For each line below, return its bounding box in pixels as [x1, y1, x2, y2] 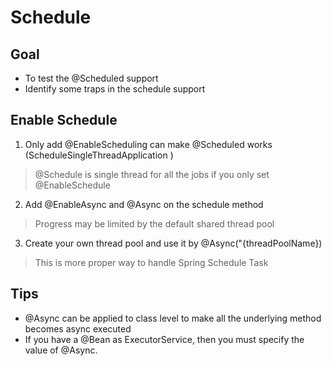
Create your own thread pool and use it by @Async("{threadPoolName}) [24, 237, 323, 249]
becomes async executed [24, 322, 132, 335]
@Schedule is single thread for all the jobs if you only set [34, 168, 270, 180]
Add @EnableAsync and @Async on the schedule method [24, 198, 264, 210]
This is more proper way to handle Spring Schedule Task [34, 256, 269, 268]
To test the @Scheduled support [24, 72, 159, 84]
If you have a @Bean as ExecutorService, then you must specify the [24, 333, 305, 345]
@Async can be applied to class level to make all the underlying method [24, 312, 322, 324]
